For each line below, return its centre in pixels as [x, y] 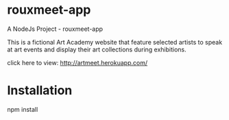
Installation [40, 91]
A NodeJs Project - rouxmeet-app [55, 29]
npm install [23, 109]
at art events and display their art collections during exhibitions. [97, 49]
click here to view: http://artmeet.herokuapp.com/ [77, 62]
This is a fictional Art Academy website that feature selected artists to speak [115, 42]
